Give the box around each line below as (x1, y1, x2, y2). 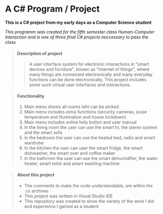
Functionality (17, 93, 45, 99)
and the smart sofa (24, 130, 62, 136)
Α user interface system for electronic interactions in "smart (29, 61, 149, 67)
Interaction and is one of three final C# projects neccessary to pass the (5, 34, 148, 40)
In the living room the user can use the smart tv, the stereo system (24, 125, 157, 130)
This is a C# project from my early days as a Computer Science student (5, 19, 152, 25)
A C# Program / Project (5, 3, 100, 15)
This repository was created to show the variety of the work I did (24, 198, 154, 204)
